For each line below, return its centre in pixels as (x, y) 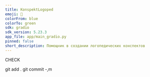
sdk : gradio (17, 28)
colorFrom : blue (21, 19)
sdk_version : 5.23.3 (26, 32)
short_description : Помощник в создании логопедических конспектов (75, 46)
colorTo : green (21, 23)
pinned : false (20, 41)
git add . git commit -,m (29, 69)
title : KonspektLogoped (29, 10)
